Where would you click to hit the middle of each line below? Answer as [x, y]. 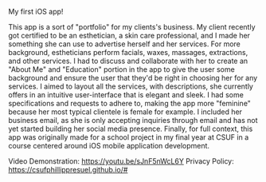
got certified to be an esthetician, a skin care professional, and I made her [129, 36]
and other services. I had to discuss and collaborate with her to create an [128, 61]
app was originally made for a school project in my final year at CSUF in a [129, 137]
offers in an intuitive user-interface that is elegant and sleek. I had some [126, 95]
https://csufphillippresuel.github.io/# [68, 170]
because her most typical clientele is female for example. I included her [125, 112]
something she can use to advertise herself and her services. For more [125, 44]
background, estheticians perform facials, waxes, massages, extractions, [128, 52]
